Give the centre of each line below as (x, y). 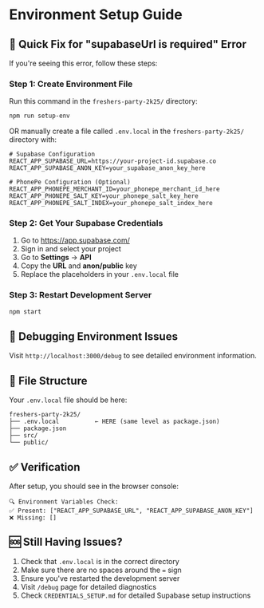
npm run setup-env (39, 116)
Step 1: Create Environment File (71, 84)
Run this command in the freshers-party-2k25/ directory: (103, 101)
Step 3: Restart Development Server (81, 295)
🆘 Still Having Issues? (66, 542)
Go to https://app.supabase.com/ (75, 240)
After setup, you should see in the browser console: (94, 486)
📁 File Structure (48, 381)
